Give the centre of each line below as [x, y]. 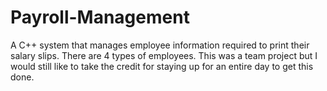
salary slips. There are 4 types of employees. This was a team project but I [164, 55]
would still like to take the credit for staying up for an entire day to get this [162, 66]
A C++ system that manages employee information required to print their [160, 45]
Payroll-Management [100, 17]
